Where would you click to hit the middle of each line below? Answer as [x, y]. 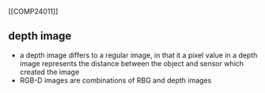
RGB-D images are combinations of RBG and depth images [115, 80]
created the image [49, 72]
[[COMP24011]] [33, 11]
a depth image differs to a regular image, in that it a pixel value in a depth [138, 55]
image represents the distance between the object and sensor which [131, 63]
